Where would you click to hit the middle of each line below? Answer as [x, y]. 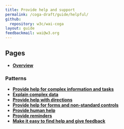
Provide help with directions [42, 100]
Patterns [16, 78]
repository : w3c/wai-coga [37, 24]
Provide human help [34, 110]
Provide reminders [32, 116]
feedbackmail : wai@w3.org [32, 33]
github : [13, 19]
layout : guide [20, 28]
